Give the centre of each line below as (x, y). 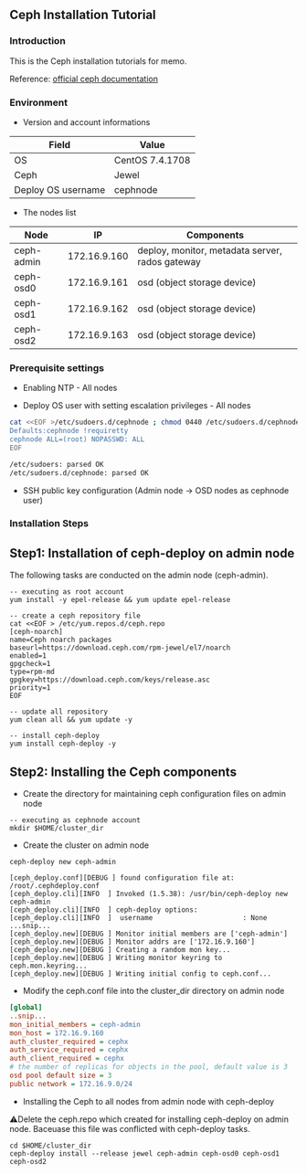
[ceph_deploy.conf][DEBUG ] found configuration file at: (122, 878)
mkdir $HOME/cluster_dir (57, 829)
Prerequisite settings (57, 367)
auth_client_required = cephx (67, 1059)
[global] (26, 1008)
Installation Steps (49, 524)
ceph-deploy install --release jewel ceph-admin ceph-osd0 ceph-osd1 (145, 1153)
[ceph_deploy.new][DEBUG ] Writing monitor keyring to (116, 958)
